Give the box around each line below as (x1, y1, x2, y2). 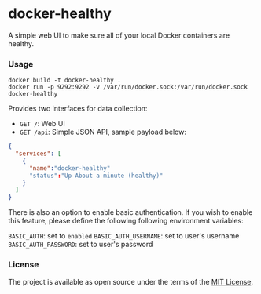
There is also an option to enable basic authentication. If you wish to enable (8, 208, 253, 217)
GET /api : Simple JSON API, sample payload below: (19, 127, 187, 137)
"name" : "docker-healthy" (28, 164, 111, 172)
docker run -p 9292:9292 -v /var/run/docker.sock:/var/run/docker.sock (8, 83, 248, 91)
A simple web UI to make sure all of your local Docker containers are (8, 31, 230, 40)
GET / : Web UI (19, 119, 65, 129)
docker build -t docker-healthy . (8, 76, 122, 85)
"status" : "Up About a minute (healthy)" (28, 172, 164, 180)
